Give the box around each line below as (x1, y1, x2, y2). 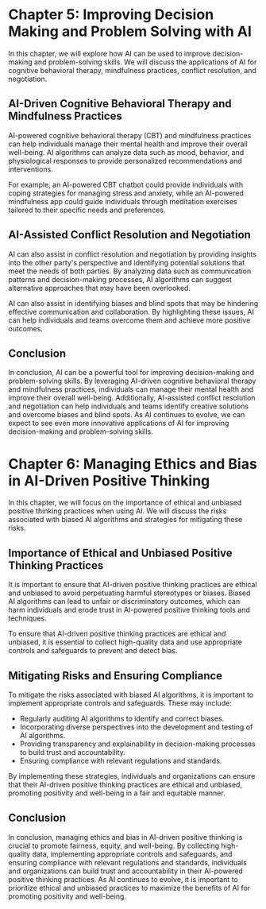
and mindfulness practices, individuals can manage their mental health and (8, 385, 254, 394)
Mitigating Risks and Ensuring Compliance (8, 669, 223, 683)
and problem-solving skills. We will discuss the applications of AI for (33, 57, 257, 67)
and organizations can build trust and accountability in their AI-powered (8, 866, 244, 876)
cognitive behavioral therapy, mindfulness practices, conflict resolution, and (8, 65, 256, 75)
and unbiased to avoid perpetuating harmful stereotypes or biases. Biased (8, 588, 251, 598)
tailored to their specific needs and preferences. (8, 205, 166, 215)
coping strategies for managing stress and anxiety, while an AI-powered (8, 188, 245, 198)
